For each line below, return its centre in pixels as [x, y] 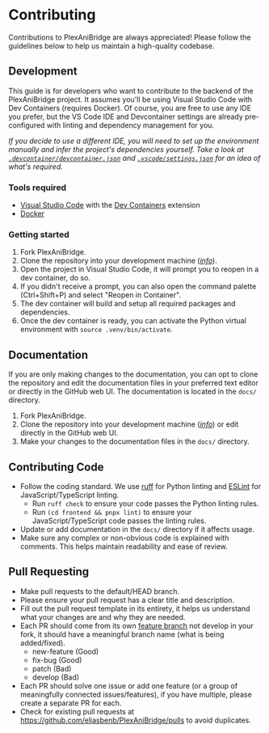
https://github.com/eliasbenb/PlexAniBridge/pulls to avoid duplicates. [136, 720]
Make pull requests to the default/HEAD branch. [100, 591]
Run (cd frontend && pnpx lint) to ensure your [112, 512]
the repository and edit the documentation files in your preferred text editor [133, 383]
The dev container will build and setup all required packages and [128, 304]
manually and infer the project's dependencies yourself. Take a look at [126, 149]
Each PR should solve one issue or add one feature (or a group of [129, 685]
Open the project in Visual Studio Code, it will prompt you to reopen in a [139, 269]
